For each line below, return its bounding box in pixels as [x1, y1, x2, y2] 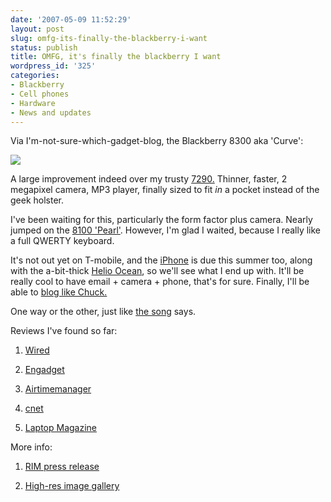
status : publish [10, 42, 78, 53]
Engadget [24, 364, 65, 376]
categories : [10, 71, 60, 81]
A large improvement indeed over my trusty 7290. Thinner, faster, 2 [10, 173, 288, 185]
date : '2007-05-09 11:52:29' [10, 14, 132, 25]
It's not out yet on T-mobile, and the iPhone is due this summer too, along [10, 254, 313, 266]
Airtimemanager [24, 383, 92, 395]
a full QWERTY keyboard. [10, 235, 115, 247]
